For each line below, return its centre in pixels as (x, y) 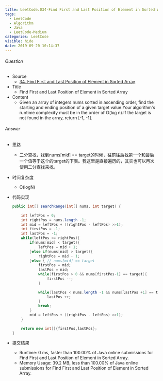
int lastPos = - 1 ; (40, 234)
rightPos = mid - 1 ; (59, 256)
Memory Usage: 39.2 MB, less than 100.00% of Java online (79, 363)
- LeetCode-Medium (28, 32)
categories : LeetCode (27, 37)
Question (14, 61)
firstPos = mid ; (55, 265)
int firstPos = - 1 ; (41, 229)
